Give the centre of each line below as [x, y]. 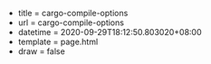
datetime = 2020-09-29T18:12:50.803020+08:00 [110, 32]
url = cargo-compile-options [71, 23]
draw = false [41, 51]
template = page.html [58, 41]
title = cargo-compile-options [73, 13]
